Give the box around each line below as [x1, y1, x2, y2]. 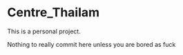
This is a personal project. [7, 27, 81, 35]
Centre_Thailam [7, 5, 100, 20]
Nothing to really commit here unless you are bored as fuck [7, 40, 176, 48]
